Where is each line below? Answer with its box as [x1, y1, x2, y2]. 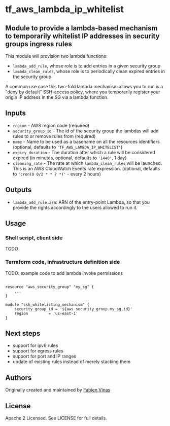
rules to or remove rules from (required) [12, 133, 96, 139]
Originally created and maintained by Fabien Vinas [5, 387, 111, 393]
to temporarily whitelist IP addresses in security [5, 31, 160, 40]
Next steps [5, 329, 41, 338]
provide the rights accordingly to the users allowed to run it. [12, 204, 138, 210]
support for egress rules [12, 348, 63, 354]
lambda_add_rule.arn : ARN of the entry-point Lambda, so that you [12, 199, 150, 205]
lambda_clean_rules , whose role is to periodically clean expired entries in [12, 68, 165, 74]
